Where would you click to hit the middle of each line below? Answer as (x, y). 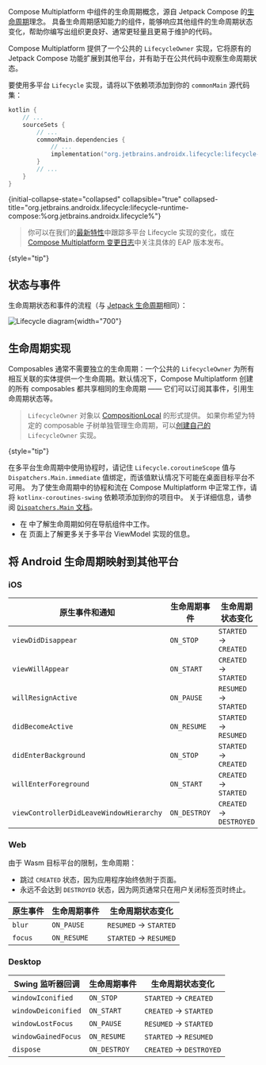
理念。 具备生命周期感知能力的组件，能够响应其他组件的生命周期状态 (141, 21)
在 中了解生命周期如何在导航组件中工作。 (87, 524)
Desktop (25, 962)
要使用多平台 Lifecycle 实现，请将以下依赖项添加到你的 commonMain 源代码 (129, 85)
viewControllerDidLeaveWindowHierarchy (87, 813)
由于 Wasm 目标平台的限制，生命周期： (72, 863)
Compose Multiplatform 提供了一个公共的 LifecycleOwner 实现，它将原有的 (130, 48)
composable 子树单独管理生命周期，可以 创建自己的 (127, 425)
